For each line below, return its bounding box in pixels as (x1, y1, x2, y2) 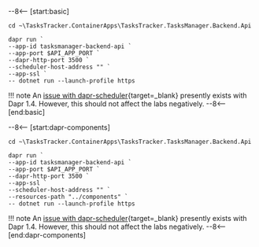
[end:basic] (8, 108, 46, 116)
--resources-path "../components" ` (8, 193, 128, 201)
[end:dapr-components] (8, 230, 87, 239)
